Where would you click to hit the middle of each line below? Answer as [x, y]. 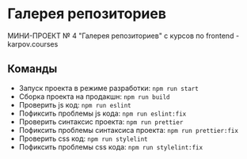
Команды [32, 69]
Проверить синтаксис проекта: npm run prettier [101, 121]
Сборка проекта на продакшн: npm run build [95, 97]
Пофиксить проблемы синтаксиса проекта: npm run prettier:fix [129, 130]
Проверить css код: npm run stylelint [83, 138]
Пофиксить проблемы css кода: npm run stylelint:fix [111, 146]
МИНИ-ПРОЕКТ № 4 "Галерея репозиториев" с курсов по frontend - [123, 36]
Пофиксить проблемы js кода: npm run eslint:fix [103, 113]
